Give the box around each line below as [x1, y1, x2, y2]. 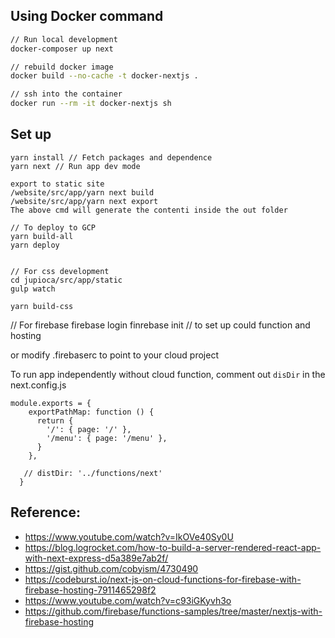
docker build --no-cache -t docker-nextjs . [10, 71, 199, 81]
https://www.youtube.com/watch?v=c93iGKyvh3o [24, 594, 232, 606]
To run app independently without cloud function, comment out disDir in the [10, 368, 326, 380]
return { [36, 415, 74, 426]
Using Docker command [10, 8, 164, 25]
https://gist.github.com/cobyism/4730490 [24, 562, 199, 574]
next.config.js [10, 379, 67, 391]
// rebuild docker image [10, 62, 114, 72]
